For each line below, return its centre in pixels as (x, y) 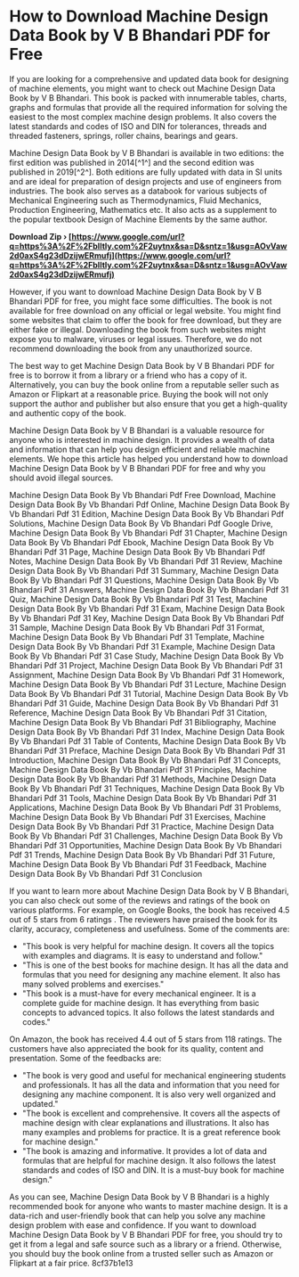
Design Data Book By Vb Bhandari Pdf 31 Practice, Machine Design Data (141, 826)
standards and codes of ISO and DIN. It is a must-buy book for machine (153, 1170)
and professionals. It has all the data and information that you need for (151, 1085)
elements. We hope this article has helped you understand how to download (149, 458)
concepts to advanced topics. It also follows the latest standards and (148, 1012)
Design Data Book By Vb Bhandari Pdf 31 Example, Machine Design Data (142, 646)
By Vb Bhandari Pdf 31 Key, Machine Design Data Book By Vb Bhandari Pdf (147, 618)
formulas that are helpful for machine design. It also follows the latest (149, 1160)
